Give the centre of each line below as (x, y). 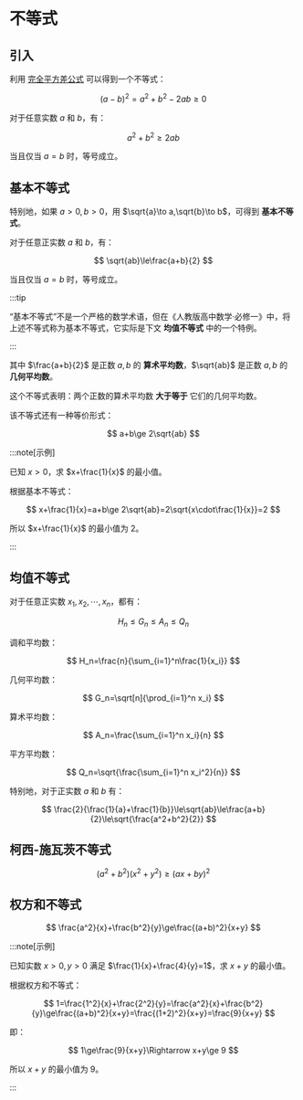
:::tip (18, 298)
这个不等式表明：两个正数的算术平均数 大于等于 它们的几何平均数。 (136, 396)
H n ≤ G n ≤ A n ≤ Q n (153, 622)
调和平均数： (33, 642)
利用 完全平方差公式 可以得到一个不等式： (88, 79)
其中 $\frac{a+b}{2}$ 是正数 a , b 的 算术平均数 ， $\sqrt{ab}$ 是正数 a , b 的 (149, 365)
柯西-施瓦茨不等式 (60, 849)
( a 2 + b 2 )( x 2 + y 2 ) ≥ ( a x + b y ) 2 (153, 873)
